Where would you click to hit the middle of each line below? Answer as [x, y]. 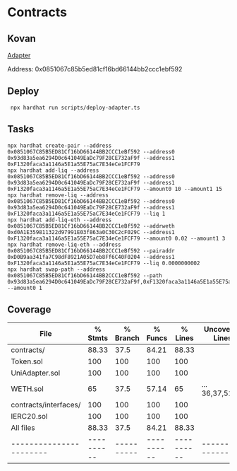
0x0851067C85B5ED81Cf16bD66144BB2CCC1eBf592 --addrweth [91, 226]
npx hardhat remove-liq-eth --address [64, 245]
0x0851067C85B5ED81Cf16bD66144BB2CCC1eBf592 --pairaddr [91, 251]
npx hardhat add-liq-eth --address [60, 220]
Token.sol [27, 361]
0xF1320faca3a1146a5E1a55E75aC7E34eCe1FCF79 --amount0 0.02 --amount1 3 [116, 238]
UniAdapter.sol [36, 373]
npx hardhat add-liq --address [53, 170]
